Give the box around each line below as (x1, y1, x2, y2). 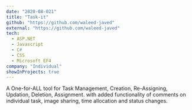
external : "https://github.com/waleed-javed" (6, 25, 120, 31)
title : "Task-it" (6, 14, 49, 20)
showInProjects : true (6, 69, 60, 75)
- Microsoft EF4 (11, 58, 51, 64)
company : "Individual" (6, 63, 62, 69)
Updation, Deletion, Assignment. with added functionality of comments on (6, 91, 186, 98)
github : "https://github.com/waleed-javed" (6, 19, 115, 25)
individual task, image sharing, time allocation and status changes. (6, 98, 168, 105)
